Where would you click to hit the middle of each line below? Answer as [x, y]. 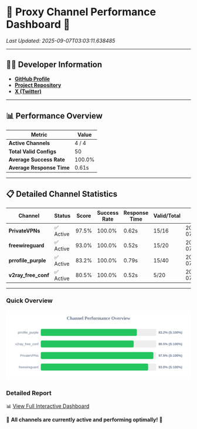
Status [62, 216]
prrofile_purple [27, 260]
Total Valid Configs [33, 151]
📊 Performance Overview [54, 116]
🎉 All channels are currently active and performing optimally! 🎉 [84, 420]
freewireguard [26, 245]
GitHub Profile [32, 79]
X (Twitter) [28, 91]
